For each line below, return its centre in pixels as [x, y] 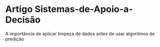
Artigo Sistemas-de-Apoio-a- [69, 9]
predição [15, 39]
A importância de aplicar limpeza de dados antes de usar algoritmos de [80, 33]
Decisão [23, 20]
